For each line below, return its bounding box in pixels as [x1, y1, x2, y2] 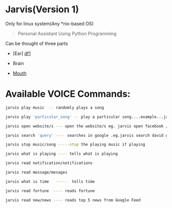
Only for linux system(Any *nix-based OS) [5, 20, 94, 27]
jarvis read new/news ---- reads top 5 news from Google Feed [5, 197, 141, 203]
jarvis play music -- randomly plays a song [5, 105, 104, 110]
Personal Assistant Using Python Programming [17, 30, 117, 36]
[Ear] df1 [12, 50, 31, 56]
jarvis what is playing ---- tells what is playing [5, 151, 118, 157]
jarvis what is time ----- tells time [5, 179, 95, 184]
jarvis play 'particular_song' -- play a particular [5, 114, 120, 119]
